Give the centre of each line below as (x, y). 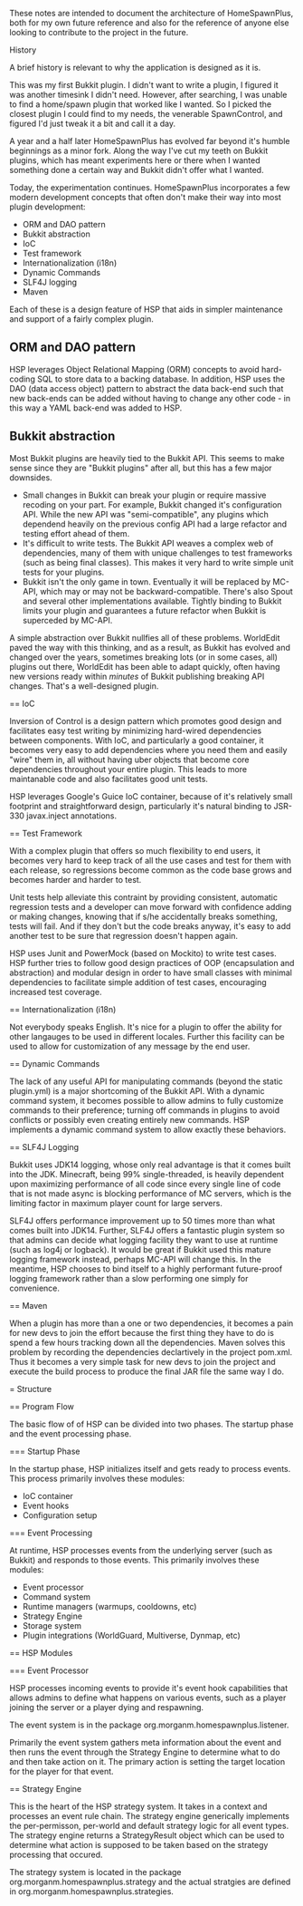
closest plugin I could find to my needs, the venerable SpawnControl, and (146, 114)
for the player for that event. (62, 1771)
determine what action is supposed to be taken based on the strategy (139, 1844)
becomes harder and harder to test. (76, 879)
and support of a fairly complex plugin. (81, 319)
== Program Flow (42, 1406)
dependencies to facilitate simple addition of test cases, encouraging (138, 982)
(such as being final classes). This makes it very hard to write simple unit (158, 562)
